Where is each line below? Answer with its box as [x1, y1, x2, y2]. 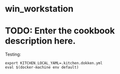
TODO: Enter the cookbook [5, 25, 115, 37]
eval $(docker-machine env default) [5, 65, 79, 70]
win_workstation [5, 3, 74, 14]
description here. [5, 36, 76, 47]
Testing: [5, 51, 21, 57]
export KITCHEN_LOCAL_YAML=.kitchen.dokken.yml [5, 61, 103, 66]
